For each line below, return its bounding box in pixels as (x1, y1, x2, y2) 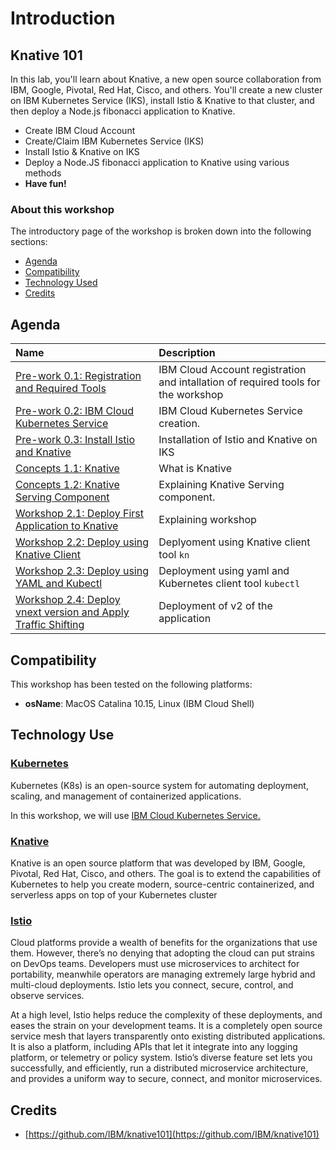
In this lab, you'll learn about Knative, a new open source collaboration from (10, 73, 322, 85)
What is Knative (158, 462, 232, 476)
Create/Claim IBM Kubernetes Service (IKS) (24, 135, 205, 147)
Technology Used (24, 277, 98, 289)
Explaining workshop (158, 513, 257, 527)
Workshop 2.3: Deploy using (15, 564, 149, 578)
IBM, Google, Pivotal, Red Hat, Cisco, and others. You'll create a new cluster (10, 84, 323, 96)
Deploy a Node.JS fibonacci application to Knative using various (24, 157, 290, 168)
